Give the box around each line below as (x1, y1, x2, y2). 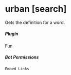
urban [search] (5, 3, 67, 15)
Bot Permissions (5, 54, 39, 60)
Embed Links (5, 66, 29, 71)
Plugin (5, 31, 18, 37)
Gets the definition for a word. (5, 19, 65, 25)
